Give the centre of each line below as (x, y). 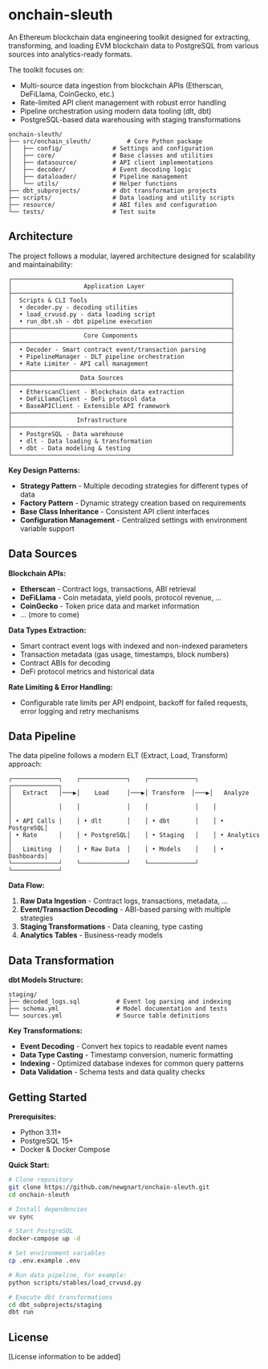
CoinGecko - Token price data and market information (110, 606)
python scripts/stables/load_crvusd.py (75, 1282)
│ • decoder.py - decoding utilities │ (122, 307)
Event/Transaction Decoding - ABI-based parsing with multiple (125, 909)
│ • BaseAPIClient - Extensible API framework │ (122, 406)
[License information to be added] (65, 1357)
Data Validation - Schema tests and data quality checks (112, 1072)
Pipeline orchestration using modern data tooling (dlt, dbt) (116, 111)
